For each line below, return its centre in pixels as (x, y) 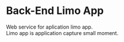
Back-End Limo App (55, 11)
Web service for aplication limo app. (49, 27)
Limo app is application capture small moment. (62, 33)
